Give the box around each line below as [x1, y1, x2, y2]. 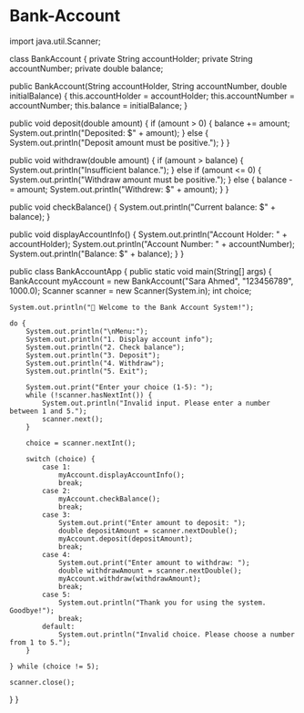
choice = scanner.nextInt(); [25, 439, 137, 448]
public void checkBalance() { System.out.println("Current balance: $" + [9, 201, 276, 212]
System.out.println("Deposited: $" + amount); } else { [9, 127, 209, 138]
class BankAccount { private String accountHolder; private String [9, 53, 253, 64]
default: [42, 622, 76, 631]
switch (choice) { [25, 454, 96, 463]
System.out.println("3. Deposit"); [25, 350, 161, 360]
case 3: [42, 510, 71, 520]
